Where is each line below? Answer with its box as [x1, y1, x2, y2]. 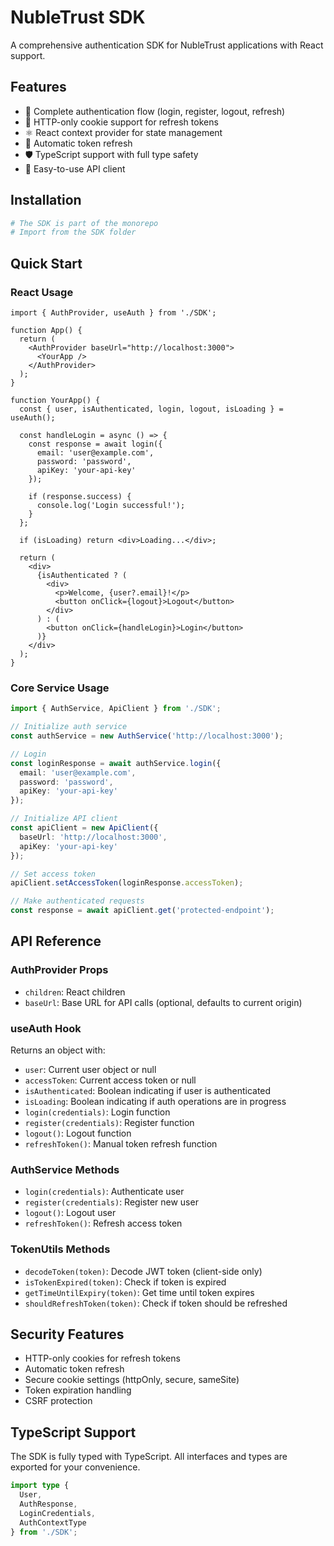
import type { [10, 1481, 70, 1491]
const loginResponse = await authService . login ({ [10, 758, 222, 768]
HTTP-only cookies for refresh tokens [24, 1352, 181, 1365]
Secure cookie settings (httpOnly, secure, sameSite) [24, 1374, 240, 1386]
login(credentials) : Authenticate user [24, 1186, 185, 1198]
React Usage [10, 285, 74, 299]
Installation [10, 192, 82, 209]
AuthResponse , [19, 1499, 78, 1509]
